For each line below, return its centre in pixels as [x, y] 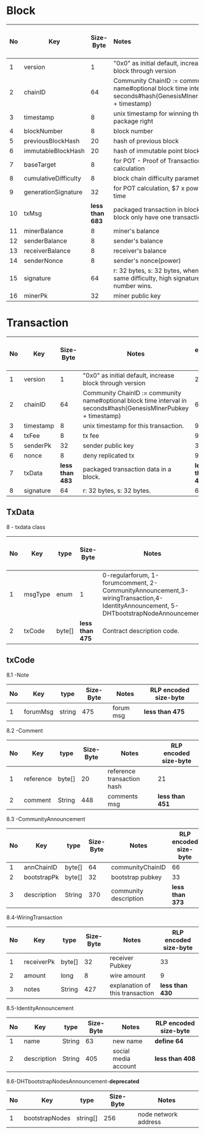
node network [158, 1114]
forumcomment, [125, 583]
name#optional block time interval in [135, 400]
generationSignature [53, 192]
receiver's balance [140, 251]
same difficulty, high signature [156, 278]
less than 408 [175, 1058]
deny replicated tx [109, 455]
